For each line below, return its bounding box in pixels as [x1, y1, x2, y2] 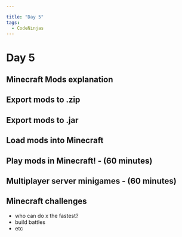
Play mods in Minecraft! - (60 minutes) [6, 156, 153, 166]
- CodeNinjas [11, 25, 44, 31]
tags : [6, 19, 20, 26]
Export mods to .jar [6, 115, 79, 125]
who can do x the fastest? [14, 212, 79, 219]
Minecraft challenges [6, 196, 87, 207]
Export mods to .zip [6, 95, 81, 105]
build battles [14, 218, 46, 226]
